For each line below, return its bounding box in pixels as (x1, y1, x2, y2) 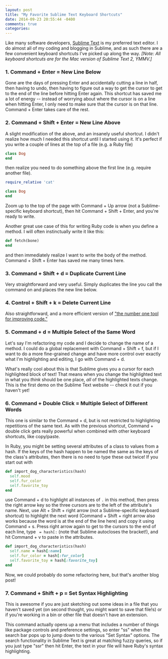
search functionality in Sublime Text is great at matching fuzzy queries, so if (5, 637, 163, 644)
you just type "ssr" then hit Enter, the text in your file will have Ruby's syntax (5, 643, 163, 649)
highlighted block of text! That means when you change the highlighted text (5, 371, 162, 377)
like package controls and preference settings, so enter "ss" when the (5, 627, 150, 633)
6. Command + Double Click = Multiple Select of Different (5, 399, 148, 406)
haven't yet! (5, 387, 30, 393)
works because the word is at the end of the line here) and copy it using (5, 518, 154, 524)
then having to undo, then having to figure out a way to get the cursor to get (5, 85, 162, 91)
